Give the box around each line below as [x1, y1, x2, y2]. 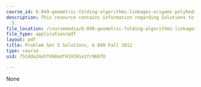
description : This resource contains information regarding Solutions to [6, 14, 194, 20]
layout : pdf [6, 37, 36, 43]
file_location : [6, 25, 44, 32]
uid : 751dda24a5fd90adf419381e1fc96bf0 [6, 53, 106, 59]
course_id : [6, 8, 33, 15]
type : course [6, 48, 39, 54]
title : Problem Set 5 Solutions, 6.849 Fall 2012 [6, 43, 133, 49]
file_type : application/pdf [6, 31, 77, 37]
